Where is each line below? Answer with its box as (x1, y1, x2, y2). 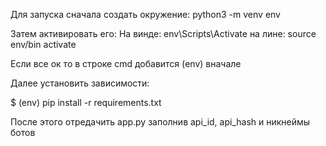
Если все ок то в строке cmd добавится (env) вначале (10, 58, 242, 69)
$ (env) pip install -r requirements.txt (10, 97, 162, 108)
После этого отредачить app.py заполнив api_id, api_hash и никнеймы (10, 116, 311, 128)
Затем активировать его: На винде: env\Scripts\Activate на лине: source (10, 28, 317, 39)
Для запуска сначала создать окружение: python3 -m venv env (10, 9, 281, 20)
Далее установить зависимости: (10, 77, 150, 89)
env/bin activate (10, 39, 77, 50)
